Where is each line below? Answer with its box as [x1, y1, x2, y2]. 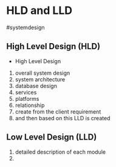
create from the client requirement [15, 107, 101, 115]
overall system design [15, 69, 70, 77]
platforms [15, 95, 39, 102]
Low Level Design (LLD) [6, 132, 97, 143]
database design [15, 82, 58, 89]
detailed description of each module [15, 148, 106, 155]
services [15, 89, 37, 96]
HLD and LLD [6, 4, 73, 18]
